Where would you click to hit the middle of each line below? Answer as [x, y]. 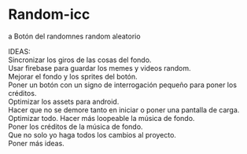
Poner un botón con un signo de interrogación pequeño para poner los [123, 85]
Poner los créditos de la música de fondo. [76, 126]
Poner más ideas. [36, 143]
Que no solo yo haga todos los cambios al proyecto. [92, 134]
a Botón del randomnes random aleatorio [74, 36]
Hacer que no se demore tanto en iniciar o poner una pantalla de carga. [124, 110]
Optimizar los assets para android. [64, 101]
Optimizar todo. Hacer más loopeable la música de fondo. [101, 118]
